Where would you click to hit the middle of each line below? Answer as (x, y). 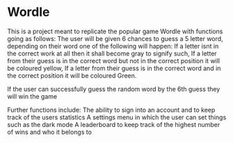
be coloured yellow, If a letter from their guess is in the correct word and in (114, 68)
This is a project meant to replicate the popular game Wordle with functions (115, 31)
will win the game (32, 96)
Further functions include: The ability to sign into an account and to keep (111, 110)
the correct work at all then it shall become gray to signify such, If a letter (112, 53)
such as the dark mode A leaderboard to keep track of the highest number (114, 124)
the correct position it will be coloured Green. (72, 75)
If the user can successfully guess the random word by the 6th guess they (114, 89)
